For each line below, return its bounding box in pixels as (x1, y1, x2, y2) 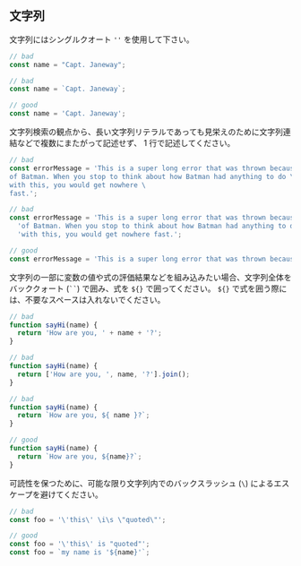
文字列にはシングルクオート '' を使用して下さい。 (9, 34, 194, 45)
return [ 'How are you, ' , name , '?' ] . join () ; (17, 370, 191, 379)
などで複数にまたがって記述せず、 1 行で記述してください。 (16, 138, 236, 149)
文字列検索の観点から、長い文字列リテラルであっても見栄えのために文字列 (9, 126, 284, 137)
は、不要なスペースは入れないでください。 (9, 294, 166, 304)
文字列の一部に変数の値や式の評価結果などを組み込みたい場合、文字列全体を (9, 271, 292, 282)
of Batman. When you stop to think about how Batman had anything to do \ (9, 172, 295, 181)
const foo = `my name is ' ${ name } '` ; (9, 548, 150, 557)
